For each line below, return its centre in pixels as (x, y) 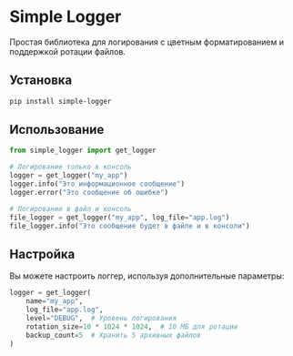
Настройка (42, 254)
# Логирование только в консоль (71, 167)
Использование (57, 130)
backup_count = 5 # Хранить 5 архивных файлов (114, 335)
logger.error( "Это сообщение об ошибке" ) (89, 192)
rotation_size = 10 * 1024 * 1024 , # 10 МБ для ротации (132, 326)
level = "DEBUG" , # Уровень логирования (101, 318)
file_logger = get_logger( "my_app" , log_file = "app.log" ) (120, 217)
